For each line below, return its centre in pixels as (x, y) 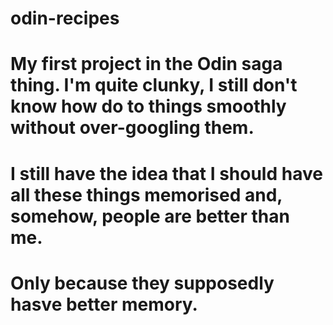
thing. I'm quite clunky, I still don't (154, 85)
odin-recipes (65, 18)
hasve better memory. (104, 304)
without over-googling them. (132, 128)
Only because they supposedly (142, 283)
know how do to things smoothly (148, 106)
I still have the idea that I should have (166, 173)
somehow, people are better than (150, 216)
